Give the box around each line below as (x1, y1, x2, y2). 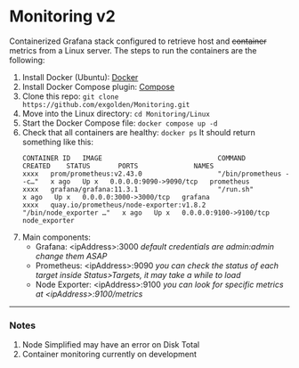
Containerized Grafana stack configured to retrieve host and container (9, 36, 267, 46)
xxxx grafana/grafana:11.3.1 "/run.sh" (21, 184, 255, 193)
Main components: (21, 232, 92, 242)
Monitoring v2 (9, 6, 116, 27)
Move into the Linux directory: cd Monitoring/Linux (21, 108, 211, 119)
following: (9, 54, 45, 65)
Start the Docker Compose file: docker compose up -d (21, 118, 218, 128)
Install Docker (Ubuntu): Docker (21, 71, 139, 82)
